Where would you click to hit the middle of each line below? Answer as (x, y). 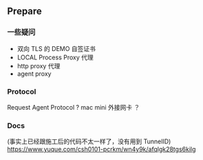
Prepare (25, 11)
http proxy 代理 (39, 66)
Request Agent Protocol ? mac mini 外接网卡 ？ (74, 107)
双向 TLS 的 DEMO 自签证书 (56, 48)
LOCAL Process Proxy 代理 (55, 57)
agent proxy (34, 73)
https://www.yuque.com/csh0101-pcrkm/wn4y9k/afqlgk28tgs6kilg (101, 149)
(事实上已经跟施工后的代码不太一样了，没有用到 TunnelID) (89, 141)
